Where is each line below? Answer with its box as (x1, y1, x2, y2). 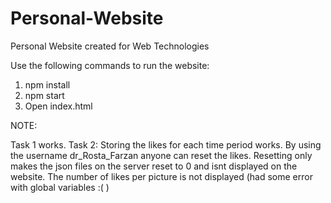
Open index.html (24, 100, 93, 112)
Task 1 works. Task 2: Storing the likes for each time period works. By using (10, 138, 322, 151)
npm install (24, 78, 71, 91)
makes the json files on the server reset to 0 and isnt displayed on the (10, 160, 298, 172)
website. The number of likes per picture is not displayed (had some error (10, 170, 313, 182)
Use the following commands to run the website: (10, 59, 210, 71)
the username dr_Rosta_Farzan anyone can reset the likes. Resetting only (10, 149, 313, 161)
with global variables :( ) (10, 181, 110, 193)
